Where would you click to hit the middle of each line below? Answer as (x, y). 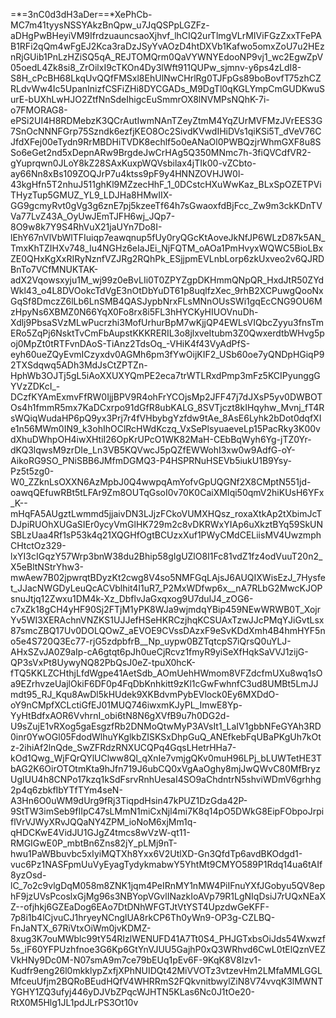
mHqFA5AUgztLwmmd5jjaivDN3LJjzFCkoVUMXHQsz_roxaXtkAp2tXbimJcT (166, 513)
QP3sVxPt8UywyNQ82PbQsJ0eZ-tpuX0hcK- (103, 662)
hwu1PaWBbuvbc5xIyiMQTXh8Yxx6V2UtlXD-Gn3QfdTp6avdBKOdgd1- (156, 853)
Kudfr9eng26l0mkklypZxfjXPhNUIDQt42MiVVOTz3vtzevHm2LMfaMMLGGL (166, 970)
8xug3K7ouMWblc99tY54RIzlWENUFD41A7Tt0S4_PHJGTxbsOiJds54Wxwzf (168, 938)
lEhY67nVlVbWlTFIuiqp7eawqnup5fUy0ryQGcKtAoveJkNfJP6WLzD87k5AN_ (168, 237)
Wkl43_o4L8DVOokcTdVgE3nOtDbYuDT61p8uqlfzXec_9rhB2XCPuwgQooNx (167, 290)
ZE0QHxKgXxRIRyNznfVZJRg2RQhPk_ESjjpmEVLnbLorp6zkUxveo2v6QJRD (167, 258)
